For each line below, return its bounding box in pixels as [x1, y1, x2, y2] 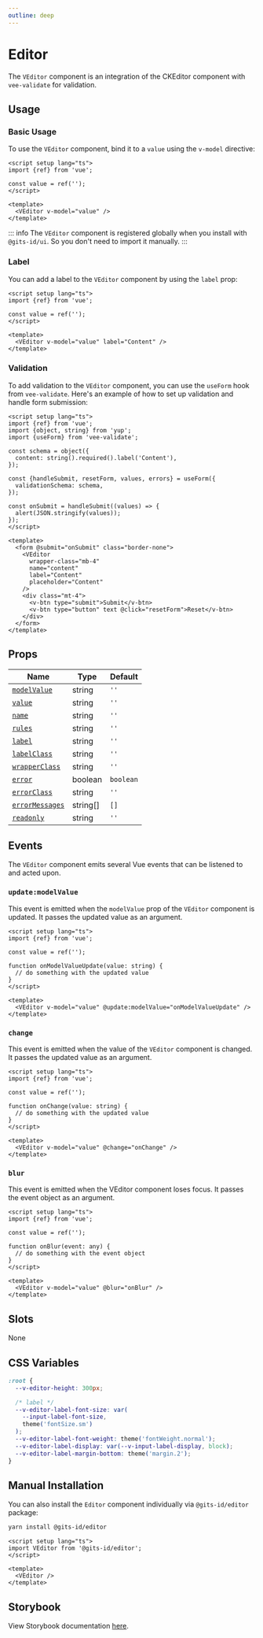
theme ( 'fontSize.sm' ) [22, 1421, 93, 1429]
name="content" [28, 564, 79, 572]
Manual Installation [8, 1479, 104, 1492]
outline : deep [8, 11, 55, 20]
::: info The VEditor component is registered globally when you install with [8, 228, 247, 238]
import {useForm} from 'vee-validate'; [8, 433, 139, 441]
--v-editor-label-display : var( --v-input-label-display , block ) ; [15, 1442, 234, 1450]
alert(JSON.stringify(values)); [15, 509, 122, 517]
